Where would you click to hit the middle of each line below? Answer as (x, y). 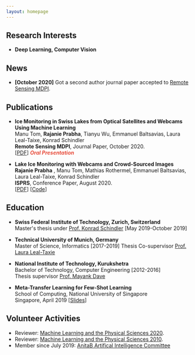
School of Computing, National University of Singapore (81, 294)
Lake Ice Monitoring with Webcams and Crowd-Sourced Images (94, 164)
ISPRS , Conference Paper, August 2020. (63, 183)
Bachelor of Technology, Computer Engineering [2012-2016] (88, 269)
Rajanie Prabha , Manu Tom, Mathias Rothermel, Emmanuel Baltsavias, (100, 170)
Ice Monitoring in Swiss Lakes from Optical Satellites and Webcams (99, 121)
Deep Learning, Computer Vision (56, 50)
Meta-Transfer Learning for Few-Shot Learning (73, 287)
